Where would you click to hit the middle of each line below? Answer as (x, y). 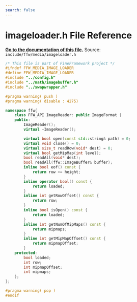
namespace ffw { (21, 111)
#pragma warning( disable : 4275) (42, 101)
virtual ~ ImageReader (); (50, 130)
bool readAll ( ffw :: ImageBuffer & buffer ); (68, 163)
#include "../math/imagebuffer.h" (42, 82)
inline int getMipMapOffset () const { (65, 239)
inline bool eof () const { (52, 167)
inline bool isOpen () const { (56, 210)
